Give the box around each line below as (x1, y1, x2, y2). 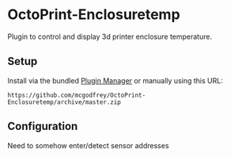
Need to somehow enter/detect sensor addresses (7, 140, 169, 150)
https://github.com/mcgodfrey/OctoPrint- (7, 91, 146, 99)
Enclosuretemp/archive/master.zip (7, 98, 122, 106)
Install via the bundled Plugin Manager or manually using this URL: (7, 75, 223, 85)
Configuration (7, 120, 78, 133)
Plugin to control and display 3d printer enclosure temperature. (7, 32, 213, 41)
